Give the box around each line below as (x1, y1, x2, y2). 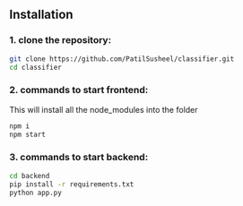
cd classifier (9, 63, 63, 72)
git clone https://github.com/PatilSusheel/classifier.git (9, 54, 235, 64)
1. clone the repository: (9, 34, 112, 47)
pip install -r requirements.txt (9, 179, 135, 189)
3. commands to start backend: (9, 151, 149, 164)
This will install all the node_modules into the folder (9, 104, 199, 115)
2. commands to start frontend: (9, 84, 149, 97)
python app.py (9, 188, 63, 197)
